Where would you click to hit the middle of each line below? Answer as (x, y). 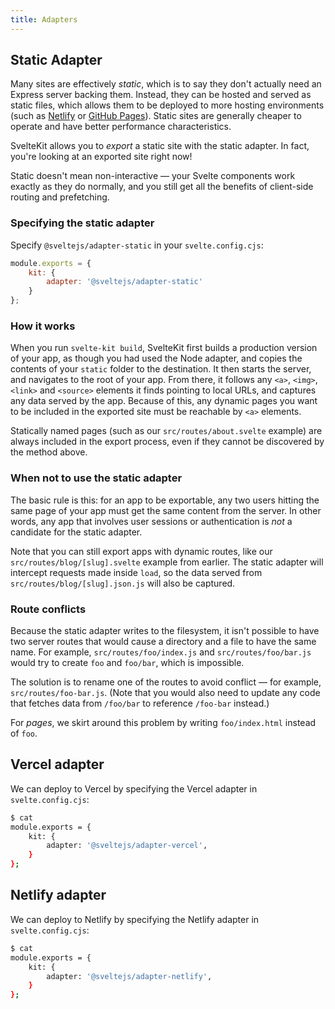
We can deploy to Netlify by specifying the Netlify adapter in (135, 919)
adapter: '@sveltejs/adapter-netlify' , (129, 976)
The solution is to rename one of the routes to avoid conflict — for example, (166, 682)
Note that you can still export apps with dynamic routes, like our (141, 551)
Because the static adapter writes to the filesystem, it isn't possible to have (165, 630)
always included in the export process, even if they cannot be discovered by (167, 442)
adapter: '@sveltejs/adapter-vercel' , (127, 846)
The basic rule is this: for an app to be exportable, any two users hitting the (165, 500)
